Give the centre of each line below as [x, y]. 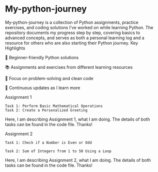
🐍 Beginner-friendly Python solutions [42, 57]
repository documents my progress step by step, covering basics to [73, 32]
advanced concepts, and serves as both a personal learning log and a [75, 38]
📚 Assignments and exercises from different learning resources [69, 67]
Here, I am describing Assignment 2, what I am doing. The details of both [78, 160]
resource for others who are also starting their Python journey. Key [71, 43]
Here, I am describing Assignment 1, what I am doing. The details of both [78, 119]
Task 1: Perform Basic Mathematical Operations [54, 106]
